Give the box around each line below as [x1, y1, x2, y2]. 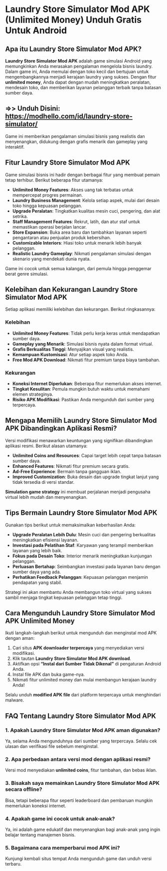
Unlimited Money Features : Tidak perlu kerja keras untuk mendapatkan [12, 330, 160, 336]
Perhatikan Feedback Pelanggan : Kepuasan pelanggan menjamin [12, 574, 149, 580]
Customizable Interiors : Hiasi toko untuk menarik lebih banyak [12, 240, 142, 246]
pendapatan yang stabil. [12, 579, 62, 585]
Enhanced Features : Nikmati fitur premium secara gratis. [12, 463, 130, 469]
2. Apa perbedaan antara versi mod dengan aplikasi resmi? [5, 756, 151, 763]
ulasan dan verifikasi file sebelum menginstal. [5, 743, 99, 749]
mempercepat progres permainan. [12, 192, 83, 198]
